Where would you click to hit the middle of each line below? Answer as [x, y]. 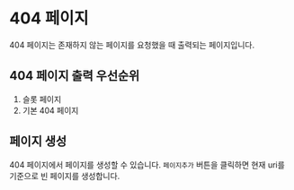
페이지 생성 [38, 141]
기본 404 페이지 [50, 110]
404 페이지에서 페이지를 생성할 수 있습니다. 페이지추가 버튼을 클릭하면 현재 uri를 [147, 164]
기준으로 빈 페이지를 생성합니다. [65, 176]
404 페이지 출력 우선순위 [75, 76]
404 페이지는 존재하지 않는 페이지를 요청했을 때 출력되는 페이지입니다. [132, 45]
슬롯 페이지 [42, 99]
